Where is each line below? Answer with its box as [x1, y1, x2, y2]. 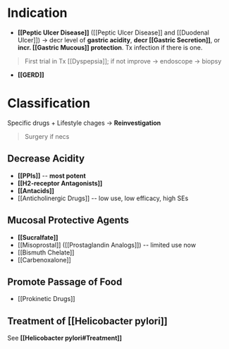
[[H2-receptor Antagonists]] [17, 178, 103, 188]
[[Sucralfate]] [17, 233, 58, 241]
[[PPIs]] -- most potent [17, 171, 86, 180]
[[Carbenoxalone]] [17, 255, 72, 264]
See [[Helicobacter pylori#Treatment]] [7, 333, 122, 343]
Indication [7, 5, 68, 21]
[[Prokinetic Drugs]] [17, 295, 75, 303]
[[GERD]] [17, 71, 44, 79]
